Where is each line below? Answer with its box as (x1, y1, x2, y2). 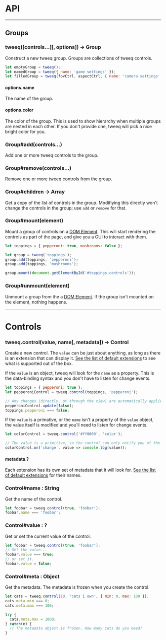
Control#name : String (5, 485, 60, 492)
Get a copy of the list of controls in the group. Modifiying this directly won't (5, 200, 158, 206)
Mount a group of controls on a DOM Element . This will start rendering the (5, 228, 156, 234)
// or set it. (5, 557, 35, 562)
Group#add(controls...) (5, 141, 63, 148)
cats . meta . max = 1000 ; (9, 617, 56, 622)
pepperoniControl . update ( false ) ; (5, 403, 74, 408)
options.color (5, 107, 34, 113)
